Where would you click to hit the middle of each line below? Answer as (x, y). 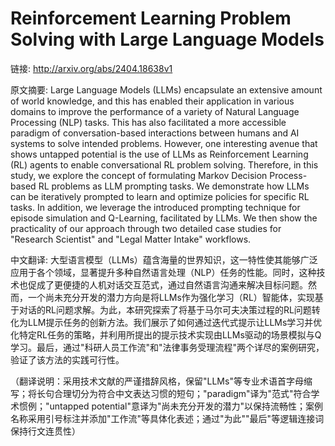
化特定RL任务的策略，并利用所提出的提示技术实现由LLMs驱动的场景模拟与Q (166, 334)
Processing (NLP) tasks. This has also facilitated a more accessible (148, 122)
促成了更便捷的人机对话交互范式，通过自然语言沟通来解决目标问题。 (167, 284)
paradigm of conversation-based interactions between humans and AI (155, 133)
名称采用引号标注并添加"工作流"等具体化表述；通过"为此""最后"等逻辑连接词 (167, 418)
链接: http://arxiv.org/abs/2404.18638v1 (91, 68)
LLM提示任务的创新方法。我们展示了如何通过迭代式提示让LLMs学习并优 (175, 322)
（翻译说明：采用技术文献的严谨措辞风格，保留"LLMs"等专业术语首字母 (157, 381)
